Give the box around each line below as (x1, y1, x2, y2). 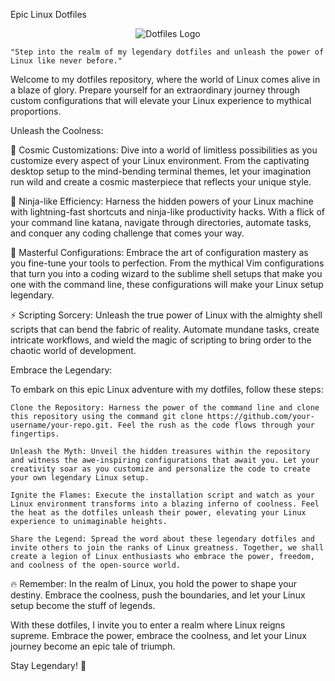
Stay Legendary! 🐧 (10, 660, 87, 671)
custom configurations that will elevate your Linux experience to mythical (10, 95, 312, 106)
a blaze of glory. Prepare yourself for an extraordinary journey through (10, 84, 300, 96)
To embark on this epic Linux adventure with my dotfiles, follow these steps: (10, 384, 324, 395)
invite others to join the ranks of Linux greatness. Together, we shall (10, 543, 325, 553)
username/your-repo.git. (10, 420, 114, 430)
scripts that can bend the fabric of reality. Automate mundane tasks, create (10, 324, 320, 335)
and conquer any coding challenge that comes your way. (10, 227, 245, 239)
